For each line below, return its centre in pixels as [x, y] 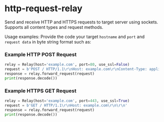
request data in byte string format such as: [48, 41]
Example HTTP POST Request [41, 54]
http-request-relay [44, 9]
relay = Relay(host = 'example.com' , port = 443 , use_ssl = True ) [67, 101]
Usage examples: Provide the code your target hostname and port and [75, 37]
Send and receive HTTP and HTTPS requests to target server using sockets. [82, 22]
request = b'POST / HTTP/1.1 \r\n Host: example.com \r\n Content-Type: [76, 69]
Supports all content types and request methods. [54, 27]
